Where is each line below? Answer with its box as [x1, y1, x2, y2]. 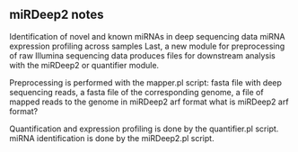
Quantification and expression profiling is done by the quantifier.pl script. [9, 123, 279, 134]
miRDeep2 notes [9, 7, 104, 22]
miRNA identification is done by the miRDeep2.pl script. [9, 132, 215, 143]
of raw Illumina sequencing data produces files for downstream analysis [9, 49, 276, 61]
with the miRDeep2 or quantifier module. [9, 59, 160, 70]
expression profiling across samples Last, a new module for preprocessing [9, 40, 285, 51]
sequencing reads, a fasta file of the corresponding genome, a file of [9, 86, 264, 97]
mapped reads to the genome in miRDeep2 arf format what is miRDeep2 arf [9, 96, 289, 107]
